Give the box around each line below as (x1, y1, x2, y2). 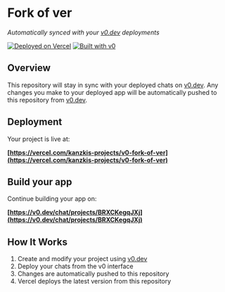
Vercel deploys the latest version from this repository (17, 277, 172, 286)
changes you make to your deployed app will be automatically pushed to (7, 88, 217, 96)
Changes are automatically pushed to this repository (17, 270, 169, 278)
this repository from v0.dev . (7, 95, 88, 104)
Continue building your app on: (7, 194, 97, 203)
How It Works (7, 236, 68, 248)
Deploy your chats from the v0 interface (17, 262, 134, 271)
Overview (7, 62, 51, 74)
